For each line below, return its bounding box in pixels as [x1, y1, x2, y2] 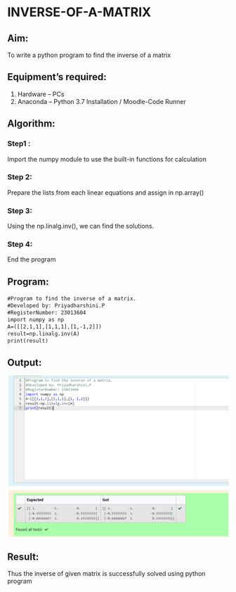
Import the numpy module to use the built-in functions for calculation [7, 155, 207, 163]
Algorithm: [7, 117, 55, 130]
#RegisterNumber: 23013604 [7, 309, 86, 316]
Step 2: [7, 172, 33, 182]
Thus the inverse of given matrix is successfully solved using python [7, 570, 206, 577]
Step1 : [7, 139, 31, 148]
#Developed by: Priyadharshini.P [7, 302, 105, 309]
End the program [7, 255, 56, 264]
